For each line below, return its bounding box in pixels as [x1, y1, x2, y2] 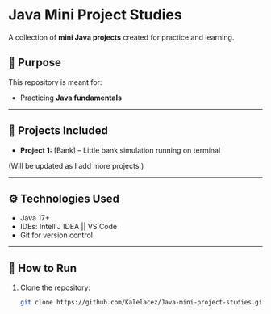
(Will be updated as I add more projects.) [8, 161, 144, 170]
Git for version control [19, 230, 94, 240]
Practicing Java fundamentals [19, 93, 123, 103]
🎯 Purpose [8, 56, 62, 69]
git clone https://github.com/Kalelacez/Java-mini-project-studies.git [19, 299, 266, 307]
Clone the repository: [19, 283, 91, 292]
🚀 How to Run [8, 261, 77, 275]
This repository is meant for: [8, 77, 102, 86]
